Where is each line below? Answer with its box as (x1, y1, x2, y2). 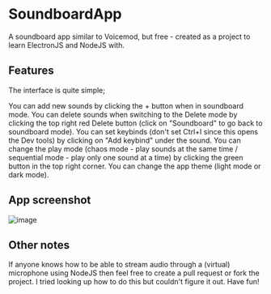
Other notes (8, 238, 70, 252)
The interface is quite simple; (8, 85, 105, 95)
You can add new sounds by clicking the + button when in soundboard (8, 100, 244, 110)
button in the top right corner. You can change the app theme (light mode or (8, 161, 261, 171)
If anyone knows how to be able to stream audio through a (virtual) (8, 260, 231, 270)
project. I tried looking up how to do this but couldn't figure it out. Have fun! (8, 277, 260, 287)
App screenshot (8, 194, 91, 207)
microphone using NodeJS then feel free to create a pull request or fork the (8, 268, 260, 278)
